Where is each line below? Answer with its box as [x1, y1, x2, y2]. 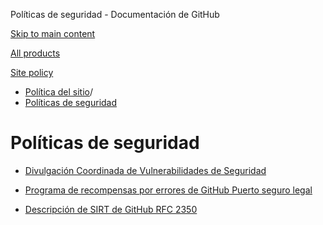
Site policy [10, 67, 54, 78]
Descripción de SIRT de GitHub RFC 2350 [24, 203, 198, 215]
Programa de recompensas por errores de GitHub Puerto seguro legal [24, 184, 313, 196]
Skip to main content [10, 28, 96, 39]
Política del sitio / [24, 86, 93, 98]
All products [10, 47, 61, 59]
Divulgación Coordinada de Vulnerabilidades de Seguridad [24, 164, 267, 176]
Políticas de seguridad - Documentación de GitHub [10, 9, 220, 20]
